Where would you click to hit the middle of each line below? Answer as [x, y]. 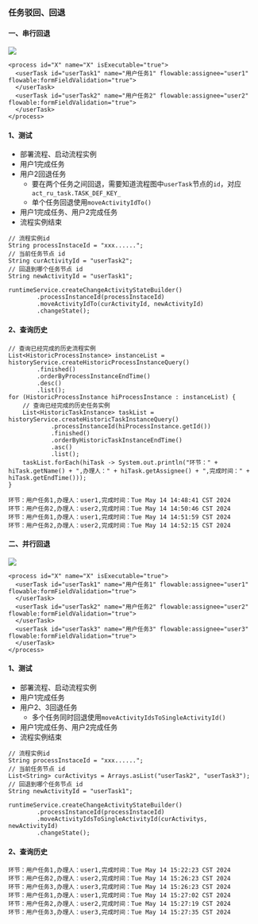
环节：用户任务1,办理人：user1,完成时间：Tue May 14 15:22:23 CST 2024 [119, 870]
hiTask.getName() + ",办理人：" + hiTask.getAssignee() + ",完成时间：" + [129, 471]
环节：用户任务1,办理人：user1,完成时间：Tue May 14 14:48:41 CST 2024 [119, 500]
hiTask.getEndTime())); [48, 477]
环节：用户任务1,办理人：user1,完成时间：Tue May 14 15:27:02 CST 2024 [119, 895]
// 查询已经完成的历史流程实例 [52, 348]
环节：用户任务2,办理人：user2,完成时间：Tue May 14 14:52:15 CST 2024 [119, 525]
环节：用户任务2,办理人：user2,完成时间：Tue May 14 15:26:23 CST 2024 [119, 879]
